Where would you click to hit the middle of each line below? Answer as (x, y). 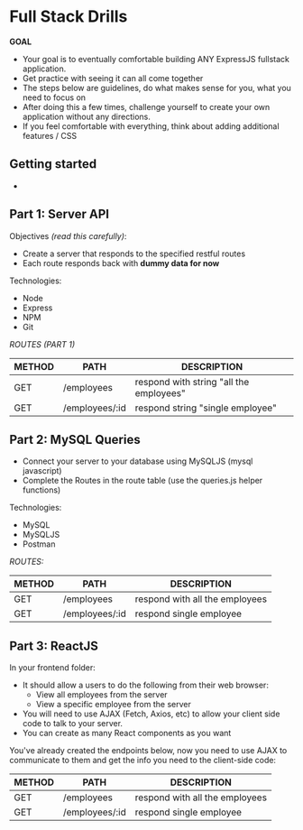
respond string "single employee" (206, 408)
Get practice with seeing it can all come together (113, 78)
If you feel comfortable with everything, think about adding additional (151, 126)
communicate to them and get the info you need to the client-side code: (143, 761)
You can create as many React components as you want (127, 733)
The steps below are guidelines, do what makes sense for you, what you (156, 88)
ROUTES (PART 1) (42, 344)
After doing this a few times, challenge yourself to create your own (146, 106)
